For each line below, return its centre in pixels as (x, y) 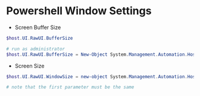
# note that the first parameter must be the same (70, 87)
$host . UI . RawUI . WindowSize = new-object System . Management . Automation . (97, 76)
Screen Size (29, 66)
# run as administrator (36, 49)
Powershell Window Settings (79, 11)
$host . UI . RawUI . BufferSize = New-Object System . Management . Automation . (97, 55)
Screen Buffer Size (38, 27)
